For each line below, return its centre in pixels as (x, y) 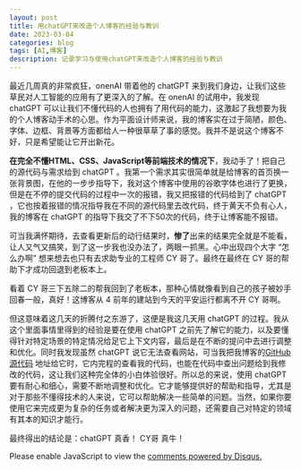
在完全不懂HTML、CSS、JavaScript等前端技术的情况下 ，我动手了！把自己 (147, 161)
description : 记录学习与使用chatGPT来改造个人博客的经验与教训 (116, 59)
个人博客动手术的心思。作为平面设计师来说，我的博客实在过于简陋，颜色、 (154, 119)
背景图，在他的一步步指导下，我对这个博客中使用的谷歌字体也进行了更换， (154, 183)
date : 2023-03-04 (42, 34)
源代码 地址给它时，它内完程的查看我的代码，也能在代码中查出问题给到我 (144, 363)
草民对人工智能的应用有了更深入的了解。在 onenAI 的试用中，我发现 (134, 97)
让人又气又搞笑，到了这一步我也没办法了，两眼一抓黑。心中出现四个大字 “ (146, 247)
